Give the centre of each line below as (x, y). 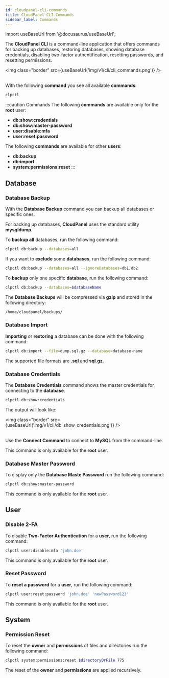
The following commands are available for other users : (63, 146)
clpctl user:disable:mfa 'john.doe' (44, 551)
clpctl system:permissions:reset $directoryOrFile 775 (65, 661)
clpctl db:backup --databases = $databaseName (53, 287)
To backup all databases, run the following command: (62, 239)
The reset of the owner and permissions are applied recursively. (74, 670)
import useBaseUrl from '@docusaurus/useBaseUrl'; (61, 34)
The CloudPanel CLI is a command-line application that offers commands (82, 44)
